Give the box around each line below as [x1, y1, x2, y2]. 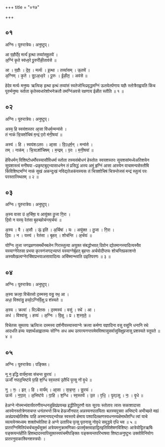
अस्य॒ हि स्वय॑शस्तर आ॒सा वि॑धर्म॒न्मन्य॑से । [5, 126, 67, 132]
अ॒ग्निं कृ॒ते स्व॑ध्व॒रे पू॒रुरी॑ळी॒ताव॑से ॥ [5, 57, 57, 63]
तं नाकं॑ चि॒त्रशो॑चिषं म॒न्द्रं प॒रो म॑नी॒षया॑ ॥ [5, 131, 63, 137]
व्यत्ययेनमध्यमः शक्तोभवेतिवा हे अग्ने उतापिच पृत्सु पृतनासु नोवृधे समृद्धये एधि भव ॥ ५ [5, 419, 132, 425]
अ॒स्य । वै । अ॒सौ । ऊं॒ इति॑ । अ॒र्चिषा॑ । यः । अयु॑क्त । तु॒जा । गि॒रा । [5, 227, 115, 233]
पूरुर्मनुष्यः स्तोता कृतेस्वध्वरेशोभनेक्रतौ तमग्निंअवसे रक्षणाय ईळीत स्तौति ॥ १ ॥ [5, 88, 124, 94]
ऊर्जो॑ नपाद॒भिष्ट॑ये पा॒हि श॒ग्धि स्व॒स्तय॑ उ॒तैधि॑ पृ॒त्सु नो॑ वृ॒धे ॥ [5, 377, 92, 383]
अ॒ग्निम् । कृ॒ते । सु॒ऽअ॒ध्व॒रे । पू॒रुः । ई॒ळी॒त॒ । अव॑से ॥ [5, 72, 87, 78]
